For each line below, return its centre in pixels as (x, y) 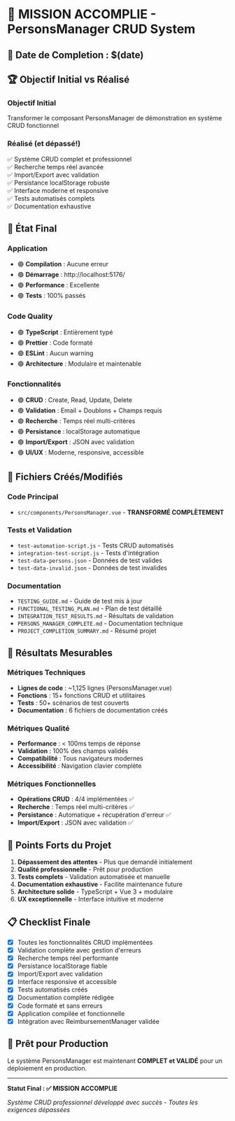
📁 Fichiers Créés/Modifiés (65, 477)
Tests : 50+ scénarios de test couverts (73, 703)
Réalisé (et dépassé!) (44, 144)
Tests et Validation (40, 530)
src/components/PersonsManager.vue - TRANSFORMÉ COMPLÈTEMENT (121, 512)
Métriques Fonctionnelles (52, 784)
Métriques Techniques (47, 673)
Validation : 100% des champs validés (73, 751)
